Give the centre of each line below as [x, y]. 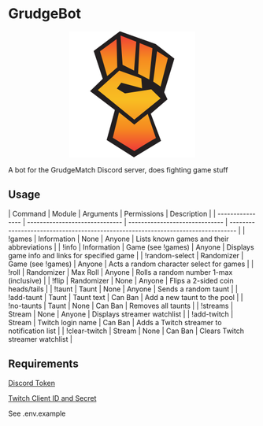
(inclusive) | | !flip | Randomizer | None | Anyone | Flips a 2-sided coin [121, 280]
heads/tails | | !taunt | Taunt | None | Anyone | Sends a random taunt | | [123, 289]
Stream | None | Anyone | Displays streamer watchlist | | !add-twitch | [121, 314]
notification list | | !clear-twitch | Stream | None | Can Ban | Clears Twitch [126, 331]
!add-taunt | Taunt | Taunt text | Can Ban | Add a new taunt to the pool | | [126, 297]
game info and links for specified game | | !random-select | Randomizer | [126, 255]
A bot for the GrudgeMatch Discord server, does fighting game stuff [118, 169]
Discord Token [31, 383]
